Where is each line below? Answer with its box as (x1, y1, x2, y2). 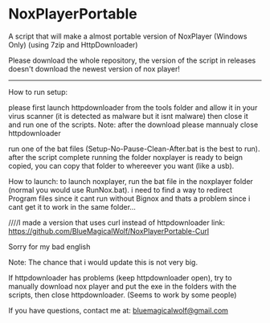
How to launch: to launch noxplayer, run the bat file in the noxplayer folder (8, 176, 253, 186)
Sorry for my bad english (8, 242, 91, 251)
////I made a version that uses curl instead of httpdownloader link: (8, 218, 225, 227)
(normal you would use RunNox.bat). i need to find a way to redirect (8, 185, 233, 194)
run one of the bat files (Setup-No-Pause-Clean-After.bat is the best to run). (8, 144, 260, 153)
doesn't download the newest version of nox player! (8, 63, 181, 73)
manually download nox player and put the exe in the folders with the (8, 281, 237, 291)
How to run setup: (8, 87, 68, 96)
